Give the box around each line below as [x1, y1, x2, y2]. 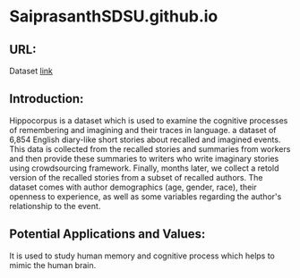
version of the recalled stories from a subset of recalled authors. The [9, 172, 263, 182]
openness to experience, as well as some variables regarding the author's [9, 190, 282, 202]
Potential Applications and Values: [9, 226, 206, 242]
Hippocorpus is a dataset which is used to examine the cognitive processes [9, 114, 288, 126]
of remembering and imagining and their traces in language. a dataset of [9, 124, 277, 135]
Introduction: [9, 91, 84, 106]
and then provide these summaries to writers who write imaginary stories [9, 153, 279, 164]
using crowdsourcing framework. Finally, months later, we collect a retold [9, 163, 279, 173]
